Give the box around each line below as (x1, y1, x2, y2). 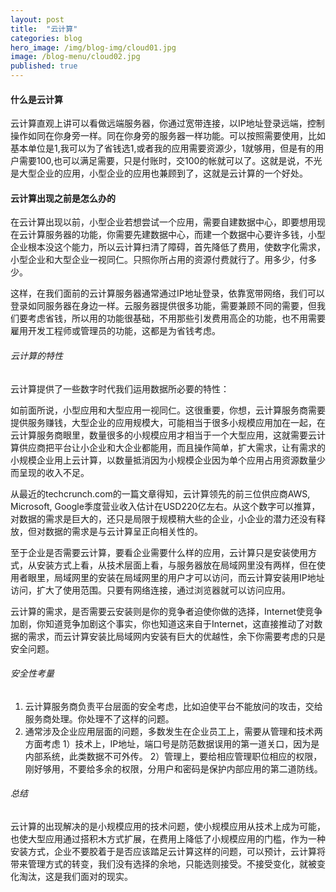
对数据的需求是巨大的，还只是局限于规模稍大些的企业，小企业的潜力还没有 (10, 512, 317, 525)
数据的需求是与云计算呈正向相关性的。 (44, 525, 203, 537)
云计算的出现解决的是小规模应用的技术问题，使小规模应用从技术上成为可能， (10, 821, 326, 833)
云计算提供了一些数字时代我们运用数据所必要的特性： (10, 382, 230, 395)
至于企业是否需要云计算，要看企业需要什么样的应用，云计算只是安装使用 (10, 546, 308, 558)
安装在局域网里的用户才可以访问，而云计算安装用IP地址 (97, 571, 325, 583)
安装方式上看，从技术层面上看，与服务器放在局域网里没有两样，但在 (36, 559, 317, 571)
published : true (10, 61, 78, 71)
